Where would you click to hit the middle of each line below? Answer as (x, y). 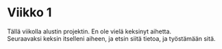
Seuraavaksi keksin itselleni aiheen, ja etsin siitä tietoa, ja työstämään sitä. (111, 38)
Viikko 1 (29, 13)
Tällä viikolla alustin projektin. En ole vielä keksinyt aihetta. (89, 31)
